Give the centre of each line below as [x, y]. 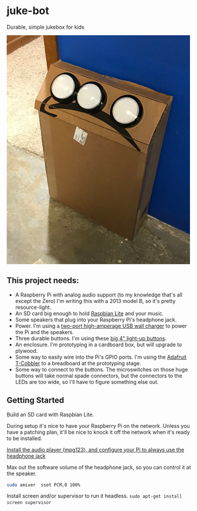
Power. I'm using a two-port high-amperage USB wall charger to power [101, 326]
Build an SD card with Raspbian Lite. [50, 414]
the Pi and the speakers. [44, 332]
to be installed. [25, 438]
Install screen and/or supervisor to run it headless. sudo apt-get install [94, 496]
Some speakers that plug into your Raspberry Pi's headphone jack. [96, 319]
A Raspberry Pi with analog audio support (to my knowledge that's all [99, 295]
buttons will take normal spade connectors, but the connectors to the [98, 376]
